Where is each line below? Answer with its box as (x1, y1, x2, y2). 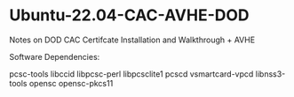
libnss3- (255, 68, 286, 79)
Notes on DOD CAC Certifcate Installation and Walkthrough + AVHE (9, 34, 256, 45)
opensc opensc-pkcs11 (28, 78, 114, 88)
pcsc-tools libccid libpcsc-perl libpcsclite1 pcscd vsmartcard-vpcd (9, 68, 254, 79)
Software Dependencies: (9, 51, 100, 62)
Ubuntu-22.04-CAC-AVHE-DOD (9, 5, 250, 26)
